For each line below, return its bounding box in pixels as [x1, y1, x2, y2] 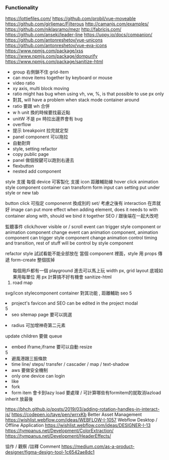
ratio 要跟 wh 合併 [12, 103, 50, 109]
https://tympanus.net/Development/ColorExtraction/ [5, 428, 114, 434]
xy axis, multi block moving [12, 86, 70, 92]
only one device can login [12, 373, 65, 379]
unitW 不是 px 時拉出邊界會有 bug [12, 116, 83, 122]
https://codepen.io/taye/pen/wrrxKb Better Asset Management [11, 411, 142, 417]
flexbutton [12, 163, 34, 169]
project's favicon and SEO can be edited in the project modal [12, 300, 138, 306]
